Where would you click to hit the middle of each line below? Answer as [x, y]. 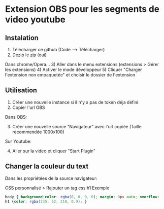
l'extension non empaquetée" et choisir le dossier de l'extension [70, 75]
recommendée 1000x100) [38, 132]
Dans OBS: [16, 117]
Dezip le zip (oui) [29, 55]
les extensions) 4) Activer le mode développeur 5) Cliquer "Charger [74, 70]
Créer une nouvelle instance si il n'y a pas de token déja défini [75, 102]
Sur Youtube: [18, 141]
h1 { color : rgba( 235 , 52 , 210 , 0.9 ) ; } [46, 201]
